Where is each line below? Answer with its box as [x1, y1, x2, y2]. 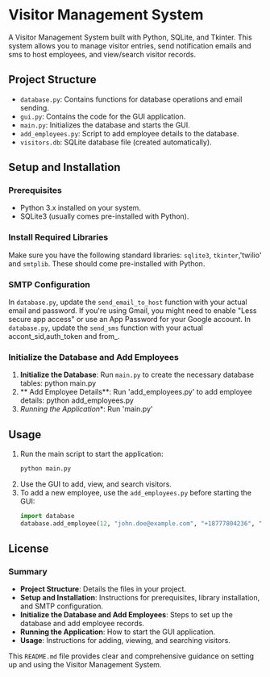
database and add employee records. [19, 619, 145, 629]
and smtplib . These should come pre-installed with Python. [8, 258, 206, 268]
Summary [8, 566, 48, 578]
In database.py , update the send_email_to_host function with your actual [8, 297, 247, 307]
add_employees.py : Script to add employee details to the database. [19, 128, 239, 138]
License [8, 542, 49, 556]
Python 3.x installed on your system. [19, 203, 141, 213]
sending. [19, 102, 50, 112]
